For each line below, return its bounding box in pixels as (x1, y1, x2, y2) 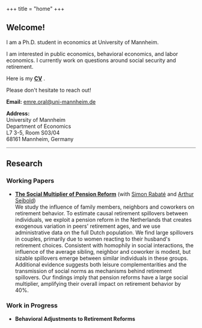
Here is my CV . (6, 75, 46, 82)
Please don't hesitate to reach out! (6, 86, 91, 93)
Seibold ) (14, 197, 36, 204)
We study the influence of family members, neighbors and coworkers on (14, 203, 194, 210)
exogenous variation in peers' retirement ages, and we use (14, 222, 161, 230)
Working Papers (6, 177, 55, 185)
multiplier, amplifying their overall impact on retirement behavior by (14, 280, 182, 287)
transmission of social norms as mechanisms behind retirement (14, 267, 173, 274)
